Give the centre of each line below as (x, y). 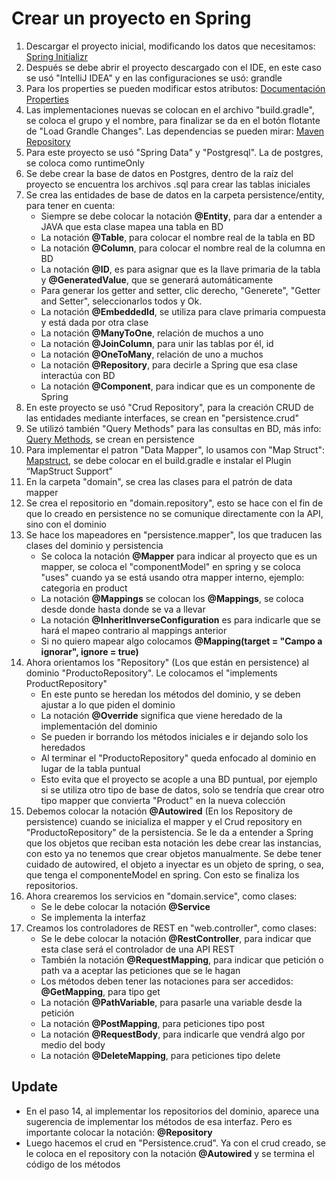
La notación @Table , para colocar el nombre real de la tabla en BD (178, 237)
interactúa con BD (78, 375)
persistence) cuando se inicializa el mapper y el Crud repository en (164, 821)
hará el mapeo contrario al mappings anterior (134, 630)
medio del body (73, 1044)
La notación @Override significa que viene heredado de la (161, 715)
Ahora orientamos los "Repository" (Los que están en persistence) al (167, 662)
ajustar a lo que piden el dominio (108, 704)
